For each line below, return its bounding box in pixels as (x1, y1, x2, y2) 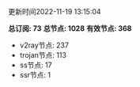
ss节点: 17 (19, 60, 53, 70)
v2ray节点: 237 (19, 40, 70, 50)
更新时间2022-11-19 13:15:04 (8, 7, 101, 16)
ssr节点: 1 (19, 70, 51, 79)
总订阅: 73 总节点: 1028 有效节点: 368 (8, 24, 132, 33)
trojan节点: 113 (19, 51, 67, 59)
